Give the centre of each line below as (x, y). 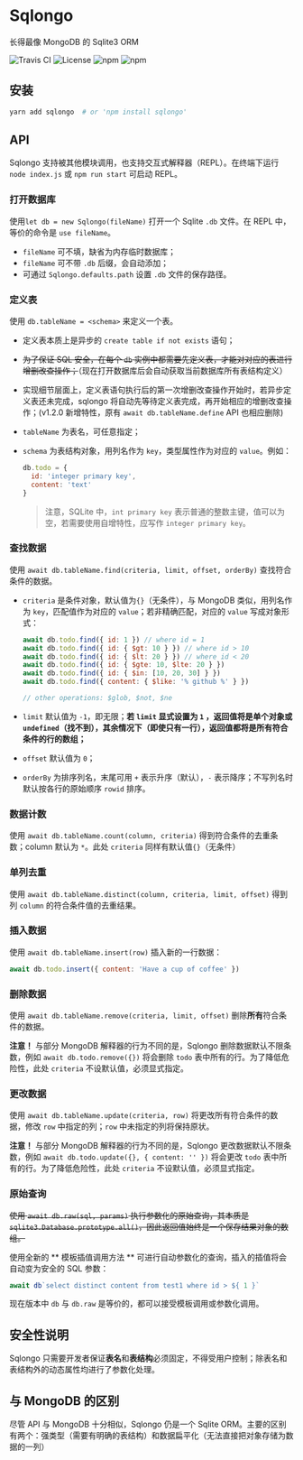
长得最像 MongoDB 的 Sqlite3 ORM (74, 42)
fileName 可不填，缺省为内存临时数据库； (99, 251)
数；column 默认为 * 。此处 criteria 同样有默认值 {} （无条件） (125, 847)
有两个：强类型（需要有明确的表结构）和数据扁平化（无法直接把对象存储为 (147, 1436)
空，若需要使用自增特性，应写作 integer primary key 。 (147, 522)
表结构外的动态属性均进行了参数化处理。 (84, 1370)
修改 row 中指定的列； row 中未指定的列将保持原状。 (119, 1127)
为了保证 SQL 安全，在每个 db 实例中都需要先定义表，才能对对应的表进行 (157, 360)
